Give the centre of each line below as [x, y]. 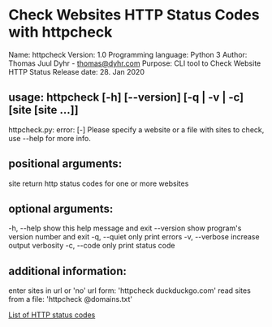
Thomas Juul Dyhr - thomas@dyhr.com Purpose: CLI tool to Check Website [135, 63]
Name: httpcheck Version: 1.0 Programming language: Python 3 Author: [128, 54]
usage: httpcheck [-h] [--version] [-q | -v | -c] [126, 98]
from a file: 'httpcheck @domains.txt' [70, 299]
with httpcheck [60, 32]
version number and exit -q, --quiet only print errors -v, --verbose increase [134, 237]
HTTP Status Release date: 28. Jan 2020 [76, 71]
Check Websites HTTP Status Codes [134, 15]
